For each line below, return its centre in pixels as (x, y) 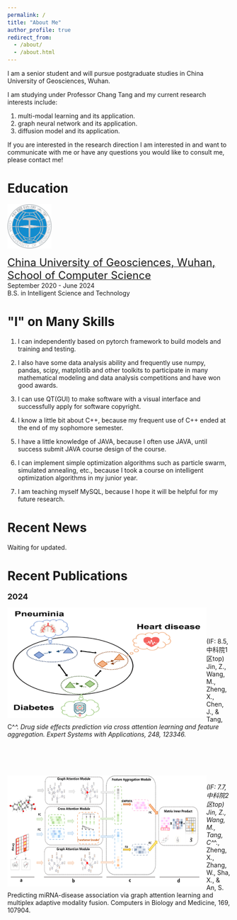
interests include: (33, 102)
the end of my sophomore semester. (70, 427)
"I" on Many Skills (61, 322)
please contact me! (35, 160)
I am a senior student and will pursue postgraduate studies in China (105, 73)
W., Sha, (218, 873)
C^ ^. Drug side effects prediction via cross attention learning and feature (113, 727)
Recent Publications (68, 576)
